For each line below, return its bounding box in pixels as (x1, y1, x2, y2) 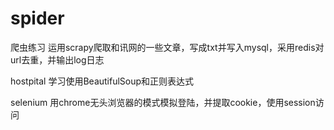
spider (10, 7, 65, 30)
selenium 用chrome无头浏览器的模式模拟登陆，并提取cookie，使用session (10, 96, 316, 108)
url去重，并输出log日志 (10, 53, 105, 66)
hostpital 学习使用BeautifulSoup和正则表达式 (10, 75, 195, 87)
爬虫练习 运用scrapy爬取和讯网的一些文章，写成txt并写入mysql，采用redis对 (10, 41, 325, 53)
